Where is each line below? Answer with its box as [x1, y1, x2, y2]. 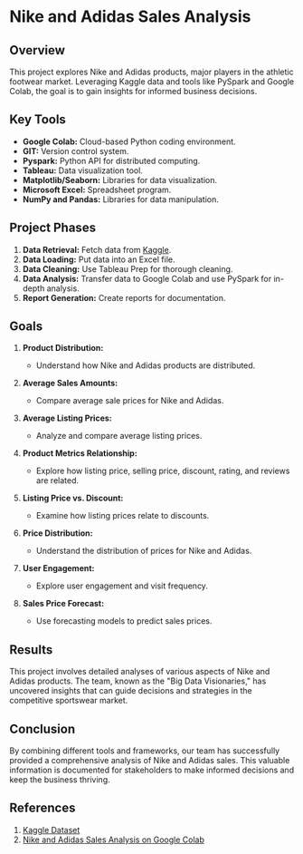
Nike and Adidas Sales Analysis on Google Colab [22, 834, 205, 845]
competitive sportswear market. [9, 695, 128, 706]
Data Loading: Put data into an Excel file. [22, 254, 175, 265]
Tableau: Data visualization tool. [22, 165, 143, 176]
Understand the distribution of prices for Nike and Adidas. [35, 546, 252, 557]
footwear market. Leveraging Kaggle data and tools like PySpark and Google [9, 76, 295, 87]
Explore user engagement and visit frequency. [35, 580, 208, 591]
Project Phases [9, 220, 97, 236]
